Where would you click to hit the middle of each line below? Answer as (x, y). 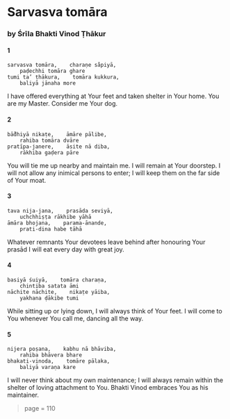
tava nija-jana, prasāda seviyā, (60, 211)
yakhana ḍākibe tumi (49, 298)
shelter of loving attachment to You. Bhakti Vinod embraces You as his (108, 388)
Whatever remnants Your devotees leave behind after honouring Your (106, 242)
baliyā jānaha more (48, 83)
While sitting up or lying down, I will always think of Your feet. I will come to (115, 311)
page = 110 (40, 409)
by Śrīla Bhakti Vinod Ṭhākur (57, 34)
